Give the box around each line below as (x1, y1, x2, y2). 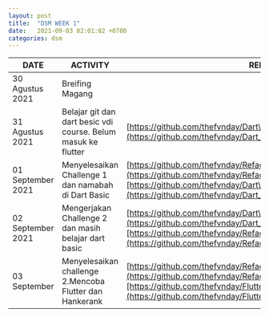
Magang (61, 88, 94, 100)
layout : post (8, 11, 52, 20)
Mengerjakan (61, 202, 112, 213)
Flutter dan (61, 286, 102, 297)
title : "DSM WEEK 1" (8, 19, 81, 27)
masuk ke (61, 136, 98, 148)
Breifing (61, 78, 92, 89)
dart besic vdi (61, 116, 114, 128)
